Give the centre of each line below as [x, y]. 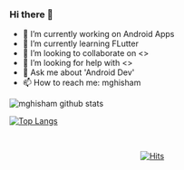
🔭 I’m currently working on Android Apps [98, 34]
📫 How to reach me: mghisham [82, 83]
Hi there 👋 [32, 14]
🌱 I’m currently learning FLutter [80, 43]
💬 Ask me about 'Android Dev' [78, 72]
